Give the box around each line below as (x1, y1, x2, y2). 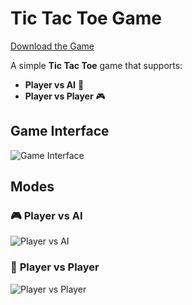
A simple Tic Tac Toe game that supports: (10, 59, 183, 71)
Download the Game (10, 40, 95, 52)
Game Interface (10, 123, 110, 140)
